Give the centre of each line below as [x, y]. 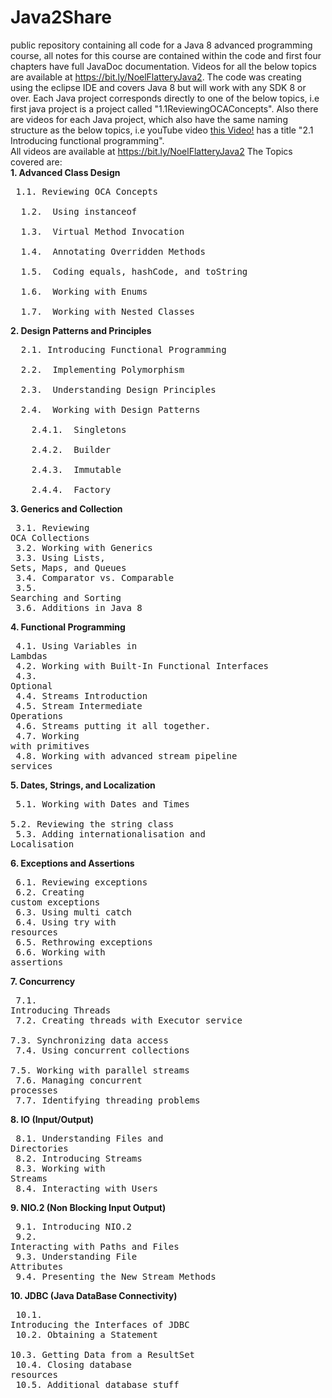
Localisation [42, 844]
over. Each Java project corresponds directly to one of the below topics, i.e [165, 98]
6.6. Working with [60, 952]
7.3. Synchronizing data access [89, 1040]
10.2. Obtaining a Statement [87, 1334]
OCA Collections [50, 537]
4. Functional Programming [68, 627]
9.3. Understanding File [76, 1256]
